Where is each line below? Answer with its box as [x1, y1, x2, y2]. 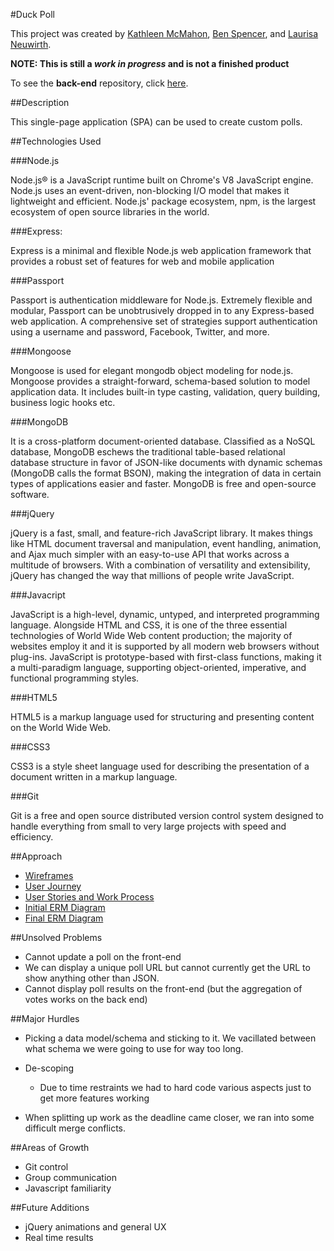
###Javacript [10, 589, 66, 601]
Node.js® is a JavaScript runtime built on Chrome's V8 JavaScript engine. [10, 174, 314, 186]
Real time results [24, 1232, 94, 1243]
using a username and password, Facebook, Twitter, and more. [10, 326, 270, 338]
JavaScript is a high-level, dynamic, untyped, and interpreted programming [10, 609, 320, 620]
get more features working [39, 1092, 150, 1104]
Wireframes [24, 870, 74, 881]
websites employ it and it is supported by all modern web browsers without [10, 640, 320, 652]
